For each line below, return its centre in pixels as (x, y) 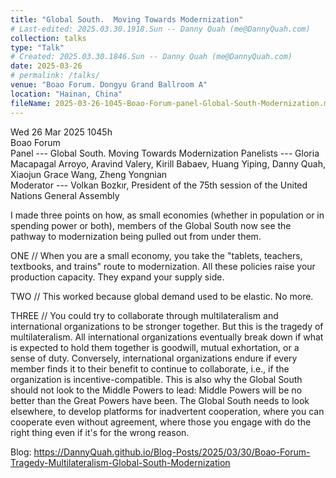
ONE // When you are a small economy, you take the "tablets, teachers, (156, 255)
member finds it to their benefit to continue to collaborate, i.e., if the (150, 368)
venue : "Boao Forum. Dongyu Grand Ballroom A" (109, 85)
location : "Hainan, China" (66, 94)
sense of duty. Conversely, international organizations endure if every (154, 358)
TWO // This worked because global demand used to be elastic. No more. (162, 296)
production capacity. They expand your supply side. (117, 277)
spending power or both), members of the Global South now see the (151, 225)
